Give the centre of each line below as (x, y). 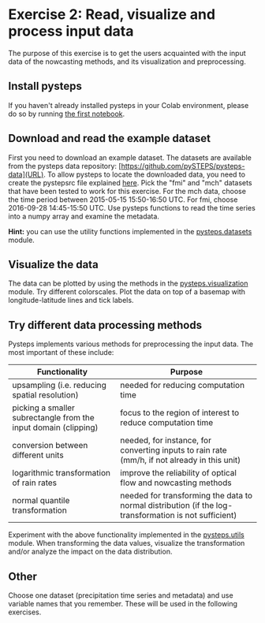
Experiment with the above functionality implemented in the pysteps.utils (126, 535)
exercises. (25, 612)
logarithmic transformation (61, 473)
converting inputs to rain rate (174, 450)
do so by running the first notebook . (67, 114)
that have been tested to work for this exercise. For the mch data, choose (127, 191)
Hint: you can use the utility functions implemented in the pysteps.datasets (130, 231)
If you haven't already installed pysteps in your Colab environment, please (129, 105)
